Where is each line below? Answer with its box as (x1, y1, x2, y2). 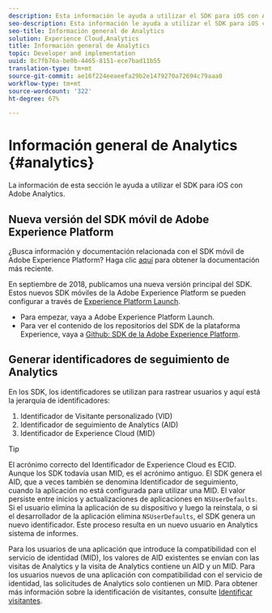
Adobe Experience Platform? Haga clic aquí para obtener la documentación (8, 256, 260, 264)
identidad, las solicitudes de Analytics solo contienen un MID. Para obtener (8, 578, 258, 588)
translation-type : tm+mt (8, 65, 92, 73)
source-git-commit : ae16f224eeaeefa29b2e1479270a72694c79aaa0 (8, 72, 223, 80)
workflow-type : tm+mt (8, 79, 82, 87)
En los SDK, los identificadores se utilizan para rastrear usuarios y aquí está (8, 387, 261, 396)
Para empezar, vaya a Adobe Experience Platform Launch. (19, 312, 215, 322)
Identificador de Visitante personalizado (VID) (19, 411, 173, 421)
